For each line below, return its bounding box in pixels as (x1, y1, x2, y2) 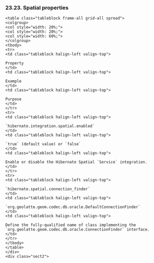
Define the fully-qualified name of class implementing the (5, 222, 137, 228)
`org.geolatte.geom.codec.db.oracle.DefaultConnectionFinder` (5, 204, 141, 210)
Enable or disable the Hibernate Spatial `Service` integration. (5, 160, 147, 165)
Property (5, 61, 24, 66)
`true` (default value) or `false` (5, 142, 81, 147)
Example (5, 79, 22, 84)
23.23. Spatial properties (5, 4, 69, 11)
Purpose (5, 97, 22, 102)
